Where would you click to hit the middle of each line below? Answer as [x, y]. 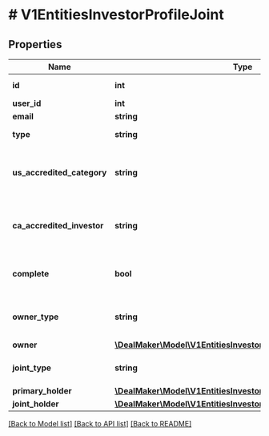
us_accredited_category [60, 172]
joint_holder [36, 404]
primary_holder [42, 391]
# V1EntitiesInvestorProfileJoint [116, 15]
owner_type [36, 317]
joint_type [32, 368]
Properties [35, 44]
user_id [27, 103]
